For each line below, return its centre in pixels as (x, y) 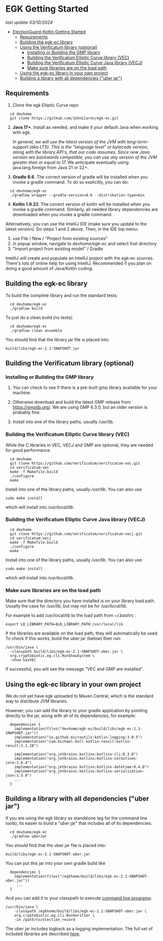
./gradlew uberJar (29, 836)
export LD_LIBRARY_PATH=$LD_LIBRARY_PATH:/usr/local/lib (64, 624)
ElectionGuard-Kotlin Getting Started (49, 32)
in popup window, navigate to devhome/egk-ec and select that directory (85, 243)
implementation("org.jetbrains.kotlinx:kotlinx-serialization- (80, 771)
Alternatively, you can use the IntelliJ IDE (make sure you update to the (76, 223)
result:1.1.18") (22, 746)
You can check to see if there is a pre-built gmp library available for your (85, 388)
